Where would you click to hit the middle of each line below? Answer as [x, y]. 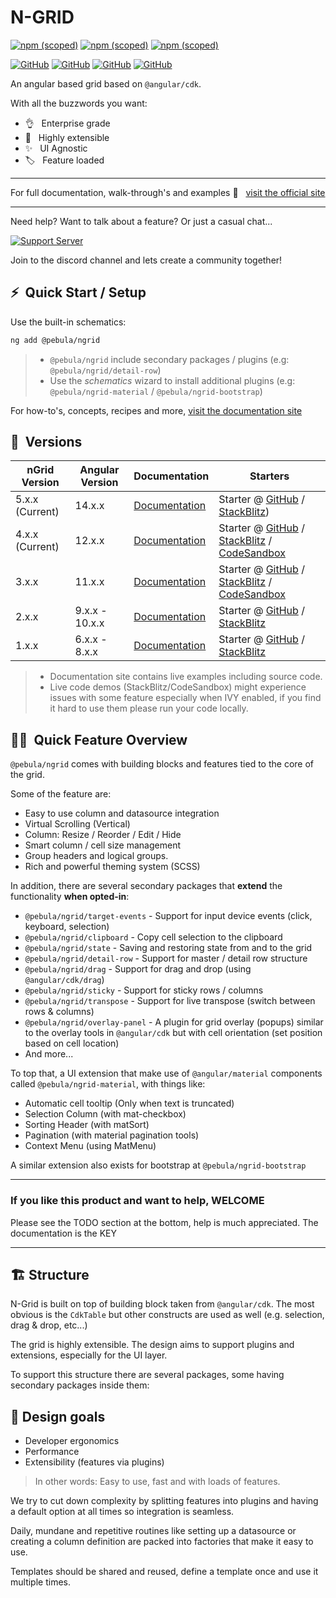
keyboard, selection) [67, 927]
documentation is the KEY [64, 1233]
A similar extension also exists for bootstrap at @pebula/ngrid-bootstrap [158, 1165]
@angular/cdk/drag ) [64, 980]
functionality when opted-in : [70, 897]
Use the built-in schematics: [68, 322]
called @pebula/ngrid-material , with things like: [108, 1084]
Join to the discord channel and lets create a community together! [146, 260]
